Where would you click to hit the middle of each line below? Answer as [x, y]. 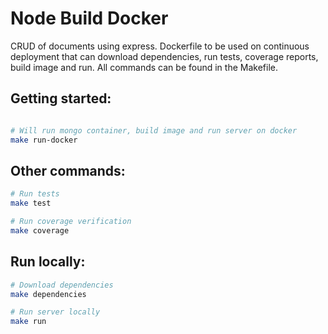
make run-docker [44, 140]
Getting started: [61, 98]
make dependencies [48, 294]
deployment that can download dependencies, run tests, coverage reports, [164, 56]
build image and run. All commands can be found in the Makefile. [144, 67]
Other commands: [68, 170]
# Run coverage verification [71, 222]
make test [31, 203]
